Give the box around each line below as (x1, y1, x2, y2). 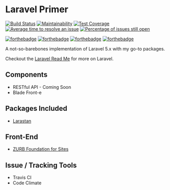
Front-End (5, 132, 38, 141)
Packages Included (5, 104, 67, 113)
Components (5, 70, 47, 79)
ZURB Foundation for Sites (12, 146, 69, 152)
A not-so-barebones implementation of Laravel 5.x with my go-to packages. (5, 45, 165, 52)
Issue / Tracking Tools (5, 161, 77, 170)
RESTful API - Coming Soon (12, 84, 71, 90)
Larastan (12, 117, 32, 124)
